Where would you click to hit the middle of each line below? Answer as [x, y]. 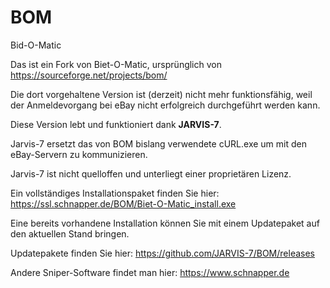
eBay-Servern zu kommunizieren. [79, 154]
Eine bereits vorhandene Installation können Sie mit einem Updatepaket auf [165, 223]
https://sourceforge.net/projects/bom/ [89, 75]
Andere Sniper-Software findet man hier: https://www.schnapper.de [150, 272]
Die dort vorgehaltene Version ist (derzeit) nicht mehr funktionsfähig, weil [161, 94]
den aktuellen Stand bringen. [70, 233]
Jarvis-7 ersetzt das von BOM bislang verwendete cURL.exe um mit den [158, 143]
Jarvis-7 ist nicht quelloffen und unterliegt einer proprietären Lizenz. [151, 173]
